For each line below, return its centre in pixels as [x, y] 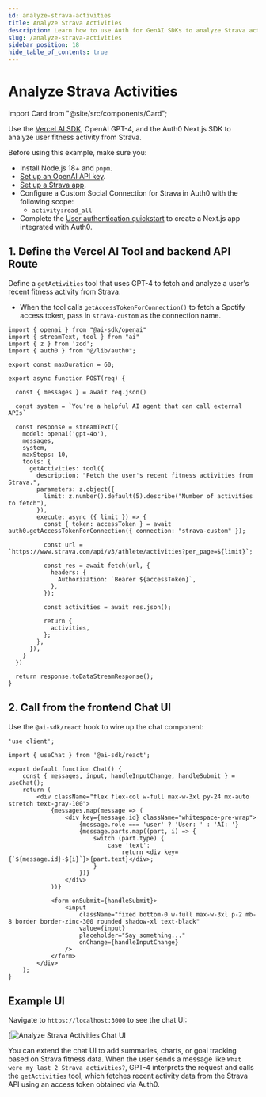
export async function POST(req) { [67, 378]
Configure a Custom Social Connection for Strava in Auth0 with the [129, 193]
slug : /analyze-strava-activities [65, 38]
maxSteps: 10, [46, 455]
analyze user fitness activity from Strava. [75, 137]
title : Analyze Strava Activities [65, 23]
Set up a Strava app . [53, 185]
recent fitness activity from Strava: [65, 291]
